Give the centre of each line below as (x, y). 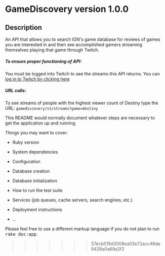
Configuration (26, 161)
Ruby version (26, 142)
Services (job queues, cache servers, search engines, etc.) (72, 200)
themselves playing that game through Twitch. (52, 50)
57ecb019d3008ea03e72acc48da (126, 244)
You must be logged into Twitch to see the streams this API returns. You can (82, 73)
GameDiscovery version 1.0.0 (67, 9)
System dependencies (35, 152)
